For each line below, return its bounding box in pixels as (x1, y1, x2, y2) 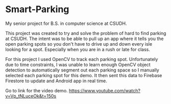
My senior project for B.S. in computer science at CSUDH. (5, 20, 127, 26)
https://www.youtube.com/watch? (68, 87, 140, 93)
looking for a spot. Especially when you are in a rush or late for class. (5, 46, 151, 52)
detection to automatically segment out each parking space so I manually (5, 67, 159, 73)
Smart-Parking (5, 4, 69, 15)
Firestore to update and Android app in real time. (5, 78, 107, 84)
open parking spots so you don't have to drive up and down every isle (5, 41, 152, 47)
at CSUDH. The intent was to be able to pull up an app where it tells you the (5, 36, 164, 42)
